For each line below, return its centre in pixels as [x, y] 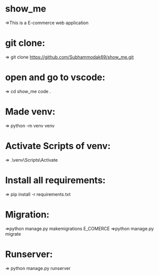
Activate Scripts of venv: [58, 146]
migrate [13, 234]
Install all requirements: [55, 180]
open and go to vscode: [55, 77]
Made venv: [30, 112]
